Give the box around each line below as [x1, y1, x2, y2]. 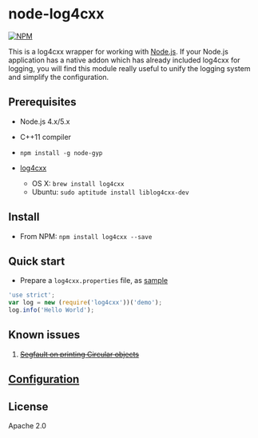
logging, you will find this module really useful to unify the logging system [8, 63, 251, 73]
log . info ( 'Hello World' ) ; [8, 306, 94, 314]
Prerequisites [8, 95, 77, 109]
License [8, 400, 49, 413]
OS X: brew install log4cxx [31, 178, 125, 188]
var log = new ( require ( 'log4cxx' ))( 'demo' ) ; [8, 299, 162, 307]
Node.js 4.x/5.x [19, 117, 70, 126]
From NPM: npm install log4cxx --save [19, 231, 153, 241]
